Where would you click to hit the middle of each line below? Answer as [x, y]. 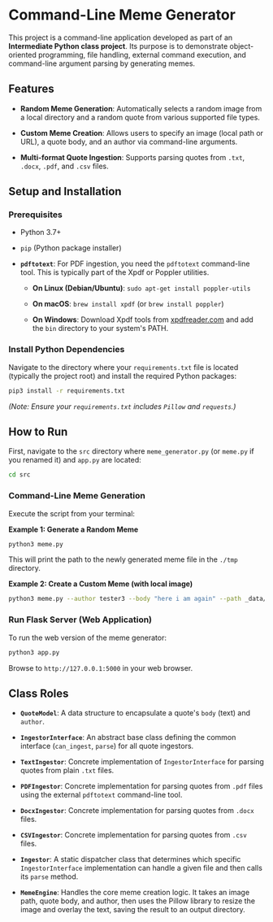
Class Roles [39, 693]
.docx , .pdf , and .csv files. [64, 166]
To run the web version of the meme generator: [87, 637]
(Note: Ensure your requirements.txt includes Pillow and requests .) [122, 406]
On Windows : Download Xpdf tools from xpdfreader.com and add [143, 320]
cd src [19, 475]
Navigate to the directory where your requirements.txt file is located [123, 367]
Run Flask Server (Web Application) [80, 620]
